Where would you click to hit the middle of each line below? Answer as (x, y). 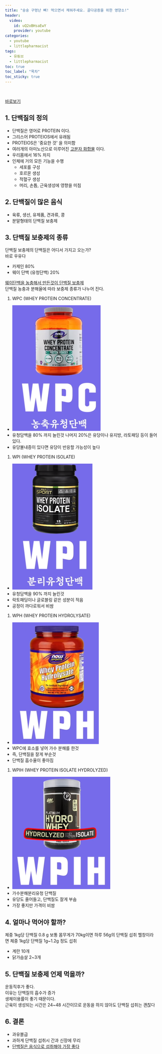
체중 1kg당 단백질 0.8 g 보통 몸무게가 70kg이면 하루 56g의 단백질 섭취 (71, 935)
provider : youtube (32, 31)
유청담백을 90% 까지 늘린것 (38, 594)
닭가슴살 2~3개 (26, 957)
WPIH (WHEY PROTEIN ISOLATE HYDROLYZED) (60, 770)
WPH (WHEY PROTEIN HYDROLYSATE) (51, 616)
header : (13, 15)
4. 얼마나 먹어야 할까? (36, 922)
